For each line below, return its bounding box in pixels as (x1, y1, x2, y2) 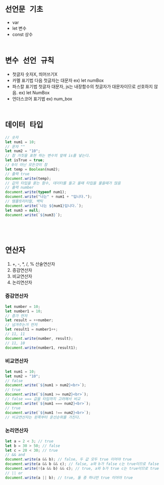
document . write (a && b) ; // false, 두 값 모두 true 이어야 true (5, 457, 132, 462)
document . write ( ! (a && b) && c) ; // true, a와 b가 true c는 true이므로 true (5, 466, 159, 471)
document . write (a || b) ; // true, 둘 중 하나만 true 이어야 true (5, 475, 133, 480)
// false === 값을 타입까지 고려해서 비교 (5, 397, 81, 402)
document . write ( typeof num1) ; (5, 190, 67, 195)
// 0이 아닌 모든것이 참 (5, 162, 47, 167)
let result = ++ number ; (5, 318, 54, 323)
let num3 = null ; (5, 208, 41, 213)
